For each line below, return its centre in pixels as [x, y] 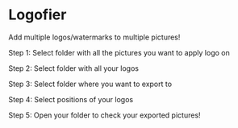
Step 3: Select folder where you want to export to [90, 84]
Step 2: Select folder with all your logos [74, 68]
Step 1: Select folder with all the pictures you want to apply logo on [119, 52]
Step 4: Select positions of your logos [71, 99]
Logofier [38, 15]
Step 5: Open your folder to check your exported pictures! [104, 115]
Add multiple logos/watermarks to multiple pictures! [94, 37]
